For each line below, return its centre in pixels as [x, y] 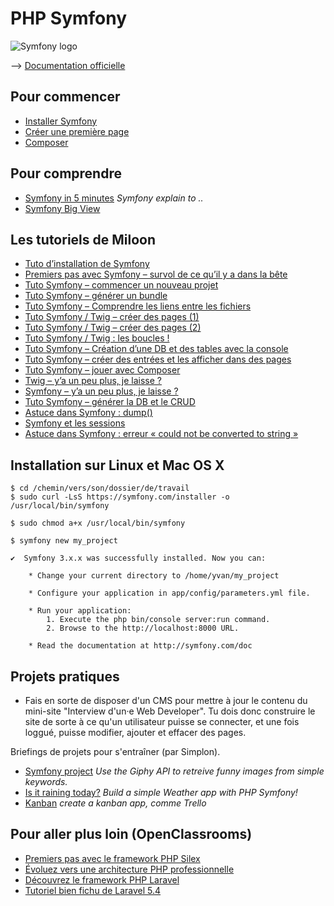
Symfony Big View [62, 208]
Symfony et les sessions [75, 423]
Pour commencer [65, 97]
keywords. [46, 781]
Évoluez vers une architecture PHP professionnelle [129, 869]
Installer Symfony [61, 121]
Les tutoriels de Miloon [83, 239]
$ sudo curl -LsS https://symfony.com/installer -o [120, 497]
